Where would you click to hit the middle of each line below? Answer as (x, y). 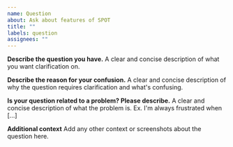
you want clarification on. (44, 67)
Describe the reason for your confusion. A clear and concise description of (117, 80)
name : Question (29, 14)
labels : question (32, 33)
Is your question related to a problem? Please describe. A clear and (106, 101)
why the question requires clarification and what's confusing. (95, 87)
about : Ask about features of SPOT (59, 20)
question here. (28, 137)
